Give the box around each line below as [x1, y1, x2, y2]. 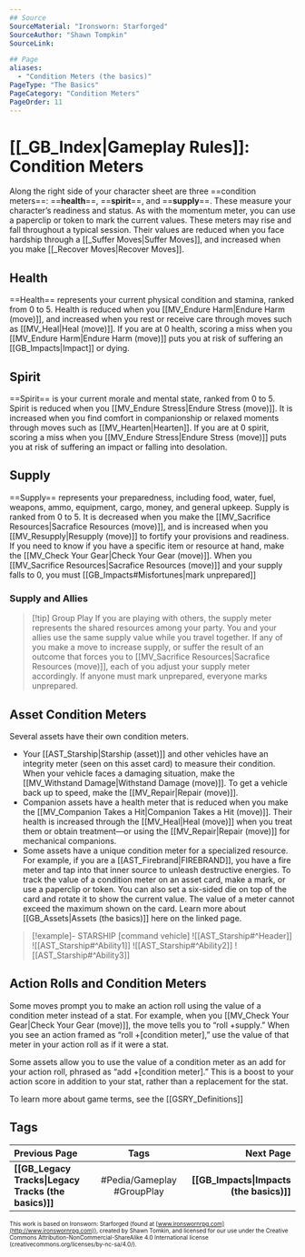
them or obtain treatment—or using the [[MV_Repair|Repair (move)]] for [22, 825, 290, 837]
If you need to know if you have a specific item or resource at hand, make [9, 540, 284, 551]
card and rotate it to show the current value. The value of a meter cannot [22, 893, 295, 904]
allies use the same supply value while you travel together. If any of [31, 632, 283, 643]
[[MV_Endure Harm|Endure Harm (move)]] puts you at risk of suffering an [9, 333, 284, 344]
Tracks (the [14, 1184, 65, 1197]
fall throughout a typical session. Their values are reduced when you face [9, 225, 285, 236]
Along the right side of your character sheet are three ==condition [9, 186, 257, 196]
